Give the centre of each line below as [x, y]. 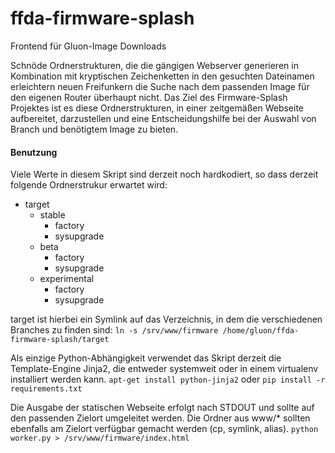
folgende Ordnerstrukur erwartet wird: [89, 185]
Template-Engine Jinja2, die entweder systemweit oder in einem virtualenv [164, 369]
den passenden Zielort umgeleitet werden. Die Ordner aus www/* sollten [160, 418]
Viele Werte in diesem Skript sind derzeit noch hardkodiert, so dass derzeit [164, 174]
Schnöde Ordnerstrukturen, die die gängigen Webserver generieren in [154, 65]
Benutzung [34, 152]
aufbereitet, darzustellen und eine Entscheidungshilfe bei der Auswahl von [163, 118]
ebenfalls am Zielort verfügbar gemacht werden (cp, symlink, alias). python [164, 429]
